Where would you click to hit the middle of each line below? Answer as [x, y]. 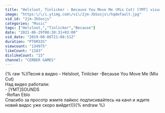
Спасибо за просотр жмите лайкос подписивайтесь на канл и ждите [77, 100]
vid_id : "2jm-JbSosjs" [28, 19]
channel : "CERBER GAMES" [30, 60]
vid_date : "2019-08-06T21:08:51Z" [41, 37]
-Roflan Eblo [18, 95]
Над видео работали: [27, 85]
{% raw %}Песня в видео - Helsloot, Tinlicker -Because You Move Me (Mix [82, 74]
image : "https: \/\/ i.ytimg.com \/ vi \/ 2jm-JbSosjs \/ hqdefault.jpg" [73, 14]
